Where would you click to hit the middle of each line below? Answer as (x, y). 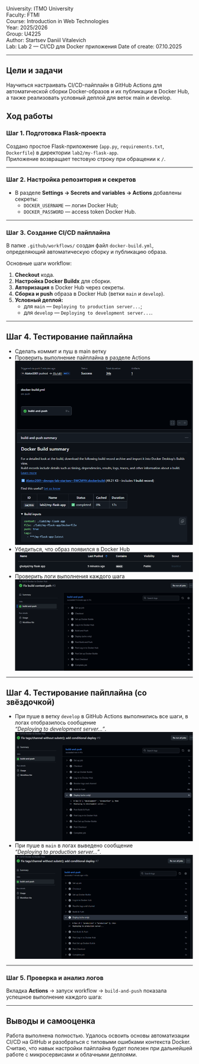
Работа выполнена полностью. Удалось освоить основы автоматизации (98, 1035)
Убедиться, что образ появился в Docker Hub (72, 550)
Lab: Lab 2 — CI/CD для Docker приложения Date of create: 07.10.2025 (94, 46)
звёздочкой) (31, 702)
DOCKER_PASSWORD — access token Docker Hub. (80, 211)
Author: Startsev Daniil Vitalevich (46, 40)
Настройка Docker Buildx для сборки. (63, 281)
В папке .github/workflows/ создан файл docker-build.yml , (80, 245)
